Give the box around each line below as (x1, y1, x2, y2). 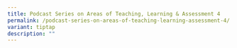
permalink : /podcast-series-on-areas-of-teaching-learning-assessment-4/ (7, 17, 231, 24)
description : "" (7, 30, 55, 37)
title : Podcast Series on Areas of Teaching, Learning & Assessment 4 (7, 10, 221, 18)
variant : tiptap (7, 23, 55, 30)
